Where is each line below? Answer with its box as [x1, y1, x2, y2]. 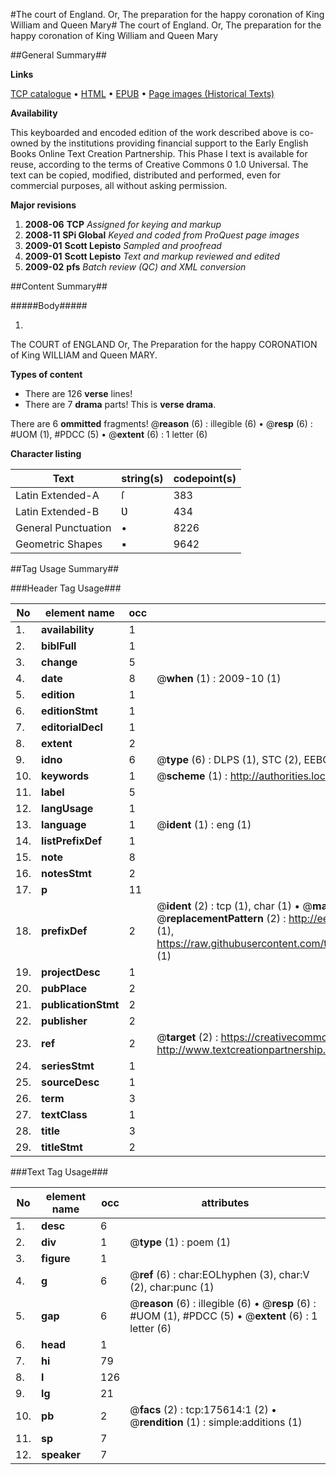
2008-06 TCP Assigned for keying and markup [24, 219, 222, 230]
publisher [41, 1014, 88, 1028]
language [41, 818, 87, 831]
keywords [41, 769, 90, 783]
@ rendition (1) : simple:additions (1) [129, 1415, 303, 1429]
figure [41, 1252, 71, 1265]
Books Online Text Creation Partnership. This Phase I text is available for [10, 148, 308, 159]
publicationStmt [41, 998, 120, 1011]
